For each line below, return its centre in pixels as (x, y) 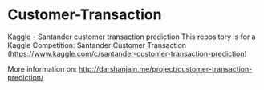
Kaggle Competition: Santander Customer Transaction (97, 45)
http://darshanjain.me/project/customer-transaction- (165, 68)
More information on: (42, 68)
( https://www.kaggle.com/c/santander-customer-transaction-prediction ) (128, 53)
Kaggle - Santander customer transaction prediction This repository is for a (132, 37)
